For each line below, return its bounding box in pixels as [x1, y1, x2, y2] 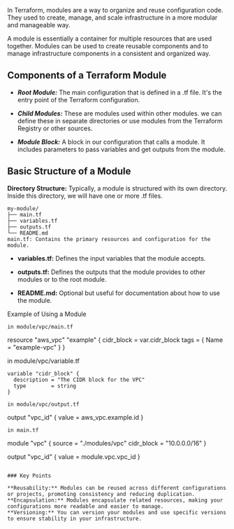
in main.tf [7, 427, 39, 434]
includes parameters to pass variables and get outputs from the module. [17, 145, 226, 153]
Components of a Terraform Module [7, 69, 167, 81]
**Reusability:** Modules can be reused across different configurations [7, 484, 227, 491]
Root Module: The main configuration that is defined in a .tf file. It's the [17, 88, 222, 97]
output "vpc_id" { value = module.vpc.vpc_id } [7, 452, 141, 461]
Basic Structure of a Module [7, 165, 131, 177]
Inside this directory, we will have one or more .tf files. [7, 191, 163, 200]
